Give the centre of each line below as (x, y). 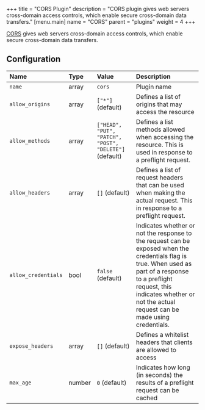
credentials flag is (162, 256)
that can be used (160, 185)
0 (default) (112, 383)
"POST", (108, 143)
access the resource (165, 112)
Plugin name (154, 87)
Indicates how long (163, 367)
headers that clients (165, 342)
